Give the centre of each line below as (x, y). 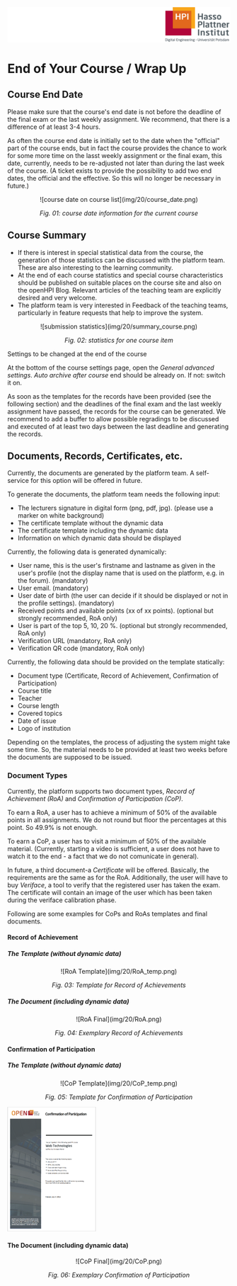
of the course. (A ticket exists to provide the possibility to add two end (110, 171)
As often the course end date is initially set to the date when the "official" (114, 140)
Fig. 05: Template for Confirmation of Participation (119, 1097)
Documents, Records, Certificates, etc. (95, 456)
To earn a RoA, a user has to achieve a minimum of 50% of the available (112, 812)
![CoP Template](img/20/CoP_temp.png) (119, 1083)
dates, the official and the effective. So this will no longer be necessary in (114, 178)
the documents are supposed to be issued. (70, 757)
